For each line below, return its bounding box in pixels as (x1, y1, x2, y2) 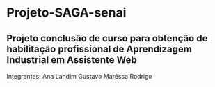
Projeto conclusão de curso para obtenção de (6, 32, 208, 44)
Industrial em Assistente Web (6, 54, 137, 66)
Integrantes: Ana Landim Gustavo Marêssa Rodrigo (6, 72, 152, 80)
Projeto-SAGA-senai (6, 5, 127, 21)
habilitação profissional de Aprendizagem (6, 43, 192, 55)
